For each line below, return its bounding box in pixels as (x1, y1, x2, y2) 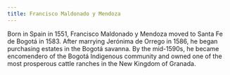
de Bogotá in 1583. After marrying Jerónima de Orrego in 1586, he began (7, 36, 218, 46)
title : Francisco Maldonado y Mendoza (7, 10, 121, 18)
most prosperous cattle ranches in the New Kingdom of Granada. (7, 59, 196, 67)
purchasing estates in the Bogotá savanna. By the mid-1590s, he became (7, 44, 219, 53)
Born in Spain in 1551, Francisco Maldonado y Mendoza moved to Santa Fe (7, 29, 223, 38)
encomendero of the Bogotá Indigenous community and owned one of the (7, 52, 223, 60)
